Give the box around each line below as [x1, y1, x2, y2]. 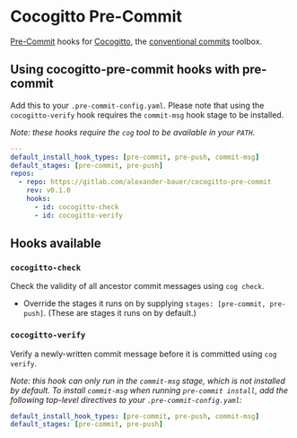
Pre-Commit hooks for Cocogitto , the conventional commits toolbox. [10, 36, 263, 47]
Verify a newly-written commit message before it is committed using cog [10, 348, 277, 359]
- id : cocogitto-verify [33, 211, 124, 220]
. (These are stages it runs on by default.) [43, 308, 197, 319]
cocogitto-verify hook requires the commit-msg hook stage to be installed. [10, 109, 284, 120]
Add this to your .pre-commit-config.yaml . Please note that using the [10, 100, 265, 110]
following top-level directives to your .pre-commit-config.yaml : [10, 394, 242, 405]
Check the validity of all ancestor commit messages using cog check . [10, 281, 265, 292]
